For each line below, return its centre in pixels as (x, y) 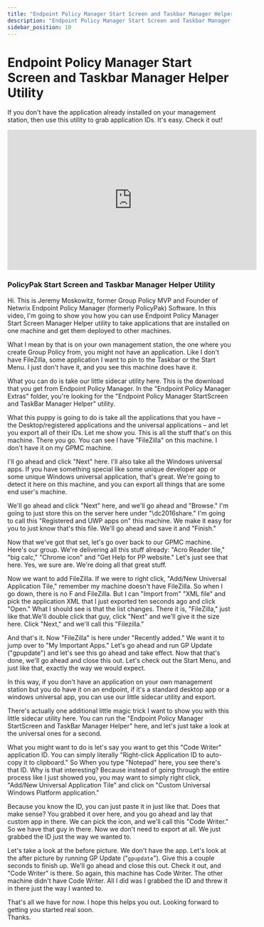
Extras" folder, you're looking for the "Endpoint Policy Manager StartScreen (118, 396)
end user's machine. (37, 491)
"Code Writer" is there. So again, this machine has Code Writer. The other (115, 873)
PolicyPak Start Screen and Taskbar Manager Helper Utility (111, 285)
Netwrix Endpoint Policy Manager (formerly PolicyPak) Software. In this (112, 308)
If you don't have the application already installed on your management (112, 112)
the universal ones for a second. (54, 733)
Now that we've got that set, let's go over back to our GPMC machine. (110, 542)
